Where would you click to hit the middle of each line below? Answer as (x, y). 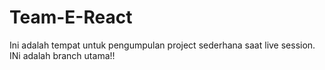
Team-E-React (71, 17)
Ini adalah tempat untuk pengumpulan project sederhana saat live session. (162, 45)
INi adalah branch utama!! (62, 55)
